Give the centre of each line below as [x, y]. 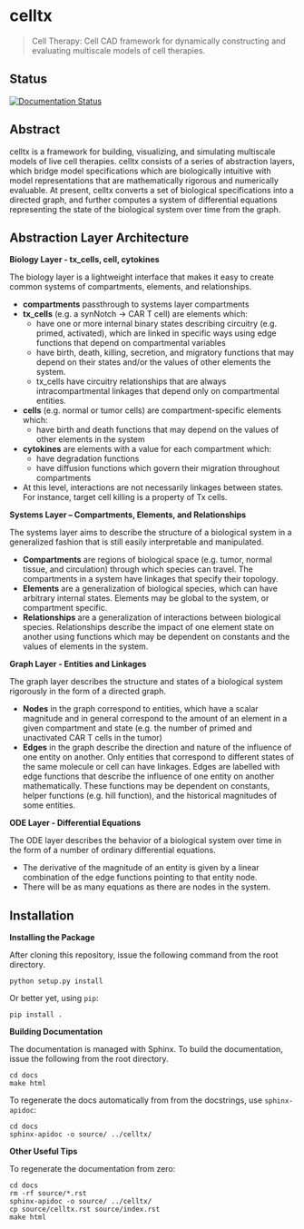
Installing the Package [52, 938]
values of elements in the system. [85, 646]
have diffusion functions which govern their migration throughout [158, 468]
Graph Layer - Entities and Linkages [78, 664]
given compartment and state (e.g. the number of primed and [137, 728]
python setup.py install [56, 981]
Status [29, 79]
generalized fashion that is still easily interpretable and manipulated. [137, 542]
